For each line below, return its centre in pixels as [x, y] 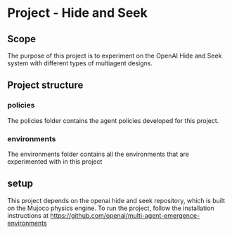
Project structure [45, 85]
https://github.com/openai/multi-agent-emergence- [125, 215]
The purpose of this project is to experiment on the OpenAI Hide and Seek [115, 56]
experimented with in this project [55, 161]
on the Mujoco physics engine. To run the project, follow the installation [111, 208]
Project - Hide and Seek [77, 13]
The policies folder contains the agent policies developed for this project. [113, 120]
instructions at [28, 215]
